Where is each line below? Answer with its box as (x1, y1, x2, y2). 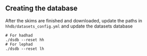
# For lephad (5, 42, 33, 47)
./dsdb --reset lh (5, 46, 44, 51)
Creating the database (5, 4, 78, 13)
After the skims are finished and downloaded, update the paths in (5, 17, 142, 23)
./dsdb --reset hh (5, 37, 44, 42)
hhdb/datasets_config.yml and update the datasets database (5, 23, 133, 29)
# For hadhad (5, 33, 33, 38)
